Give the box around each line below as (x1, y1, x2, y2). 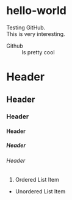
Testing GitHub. (6, 24, 46, 31)
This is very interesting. (6, 30, 65, 37)
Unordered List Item (15, 187, 66, 195)
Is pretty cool (21, 48, 55, 55)
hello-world (6, 4, 67, 18)
